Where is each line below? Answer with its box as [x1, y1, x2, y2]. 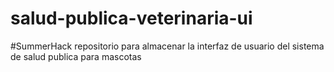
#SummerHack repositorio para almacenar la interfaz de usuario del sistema [10, 40, 325, 52]
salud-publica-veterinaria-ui [10, 7, 253, 30]
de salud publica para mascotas [10, 50, 142, 62]
